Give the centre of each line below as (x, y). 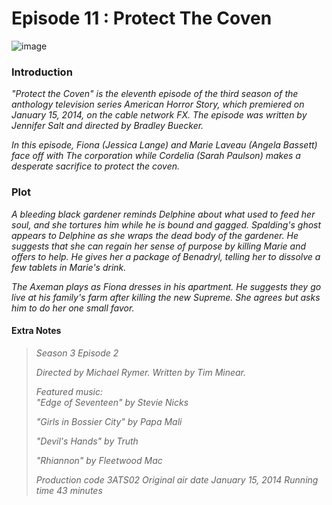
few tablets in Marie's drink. (69, 267)
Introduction (42, 72)
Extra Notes (36, 331)
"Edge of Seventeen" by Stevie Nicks (112, 402)
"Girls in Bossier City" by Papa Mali (109, 421)
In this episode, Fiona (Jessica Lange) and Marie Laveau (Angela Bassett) (164, 145)
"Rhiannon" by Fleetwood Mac (99, 460)
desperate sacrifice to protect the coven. (96, 166)
